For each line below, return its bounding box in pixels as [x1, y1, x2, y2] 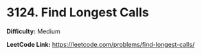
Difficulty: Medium [6, 27, 61, 35]
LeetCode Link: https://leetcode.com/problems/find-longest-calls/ [6, 40, 195, 48]
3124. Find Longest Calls [6, 5, 149, 20]
